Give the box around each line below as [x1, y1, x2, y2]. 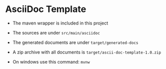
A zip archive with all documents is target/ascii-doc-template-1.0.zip [12, 49, 161, 55]
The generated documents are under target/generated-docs [12, 39, 139, 45]
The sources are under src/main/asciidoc [12, 29, 100, 35]
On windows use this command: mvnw [12, 58, 90, 64]
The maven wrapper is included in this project [12, 20, 108, 26]
